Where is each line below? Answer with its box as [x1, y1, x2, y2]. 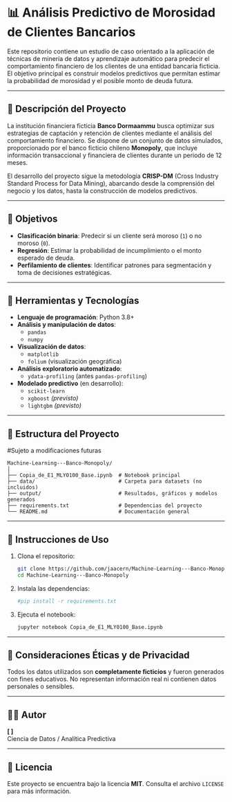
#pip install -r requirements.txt [17, 598, 117, 605]
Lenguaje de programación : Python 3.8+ [17, 313, 135, 321]
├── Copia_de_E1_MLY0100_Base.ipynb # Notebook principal [7, 472, 181, 479]
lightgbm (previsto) [27, 402, 81, 410]
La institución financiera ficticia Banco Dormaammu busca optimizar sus [7, 121, 215, 130]
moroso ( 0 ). [17, 239, 50, 247]
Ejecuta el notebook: [17, 610, 76, 618]
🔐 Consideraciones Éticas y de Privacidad [7, 649, 190, 661]
